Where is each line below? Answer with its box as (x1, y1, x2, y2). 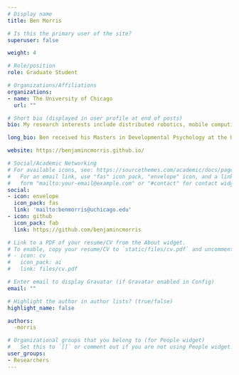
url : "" (14, 101, 37, 109)
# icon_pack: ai (7, 259, 62, 266)
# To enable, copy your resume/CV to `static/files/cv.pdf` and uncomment (7, 245, 234, 253)
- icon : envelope (7, 193, 59, 200)
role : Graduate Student (7, 69, 78, 76)
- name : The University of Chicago (7, 95, 113, 102)
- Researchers (7, 356, 50, 364)
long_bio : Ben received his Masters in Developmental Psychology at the (7, 134, 228, 141)
